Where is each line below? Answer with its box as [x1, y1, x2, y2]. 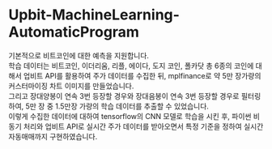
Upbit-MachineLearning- [8, 6, 181, 24]
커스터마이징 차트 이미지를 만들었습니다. [8, 81, 134, 91]
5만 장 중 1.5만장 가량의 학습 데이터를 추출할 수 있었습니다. [25, 101, 209, 111]
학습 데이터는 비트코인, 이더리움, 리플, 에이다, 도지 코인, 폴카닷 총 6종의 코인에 [8, 61, 254, 70]
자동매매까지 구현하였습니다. [8, 131, 98, 141]
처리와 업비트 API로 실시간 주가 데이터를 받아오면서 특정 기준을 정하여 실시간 [23, 121, 264, 131]
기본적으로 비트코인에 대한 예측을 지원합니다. [8, 50, 150, 60]
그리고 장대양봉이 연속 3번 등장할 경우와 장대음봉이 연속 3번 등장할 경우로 [8, 91, 240, 100]
